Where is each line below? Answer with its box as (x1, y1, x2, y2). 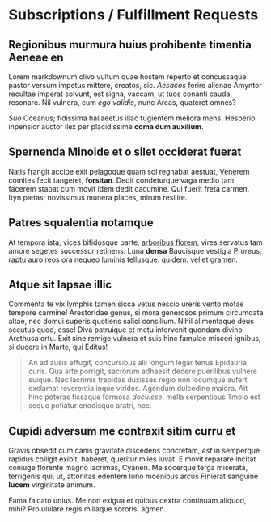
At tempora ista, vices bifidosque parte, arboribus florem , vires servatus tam (8, 237, 263, 247)
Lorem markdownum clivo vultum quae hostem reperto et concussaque (8, 72, 247, 82)
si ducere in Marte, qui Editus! (8, 342, 108, 352)
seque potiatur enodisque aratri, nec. (28, 401, 152, 410)
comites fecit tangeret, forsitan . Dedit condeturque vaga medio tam (8, 175, 235, 185)
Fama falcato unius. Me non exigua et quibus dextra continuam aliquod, (8, 495, 247, 506)
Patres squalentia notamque (8, 216, 154, 229)
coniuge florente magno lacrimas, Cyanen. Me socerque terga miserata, (8, 463, 248, 473)
